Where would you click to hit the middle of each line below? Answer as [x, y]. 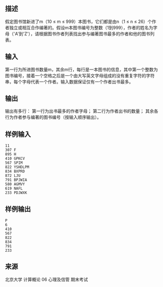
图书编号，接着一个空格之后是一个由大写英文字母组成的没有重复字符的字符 [80, 75]
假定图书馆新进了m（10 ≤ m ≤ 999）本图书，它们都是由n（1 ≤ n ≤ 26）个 [79, 22]
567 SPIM [14, 163]
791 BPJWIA [16, 180]
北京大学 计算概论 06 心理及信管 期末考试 [47, 279]
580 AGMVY [15, 184]
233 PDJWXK [16, 193]
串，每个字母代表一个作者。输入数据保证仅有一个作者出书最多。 [69, 82]
